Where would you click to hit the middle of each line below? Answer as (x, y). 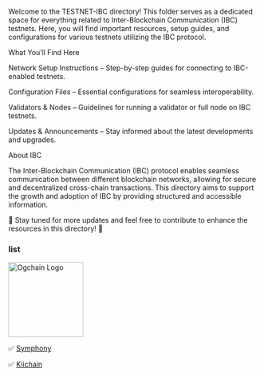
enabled (22, 76)
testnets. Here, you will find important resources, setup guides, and (119, 28)
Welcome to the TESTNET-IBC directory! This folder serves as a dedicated (130, 12)
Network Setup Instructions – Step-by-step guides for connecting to (120, 68)
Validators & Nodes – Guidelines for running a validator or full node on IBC (130, 107)
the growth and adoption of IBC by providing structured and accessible (125, 196)
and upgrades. (32, 140)
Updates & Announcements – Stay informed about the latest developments (131, 131)
